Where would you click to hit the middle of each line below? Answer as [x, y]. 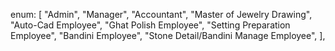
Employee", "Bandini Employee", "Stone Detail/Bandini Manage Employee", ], [168, 35]
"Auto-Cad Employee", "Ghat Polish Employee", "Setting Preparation [150, 25]
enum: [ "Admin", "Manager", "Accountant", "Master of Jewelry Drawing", [161, 14]
